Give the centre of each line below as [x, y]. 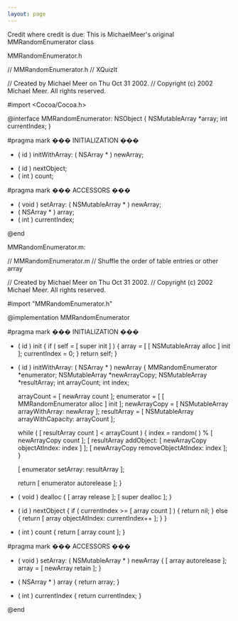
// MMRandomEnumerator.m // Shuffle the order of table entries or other [113, 261]
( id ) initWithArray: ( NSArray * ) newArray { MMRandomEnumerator [118, 367]
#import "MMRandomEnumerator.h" [60, 303]
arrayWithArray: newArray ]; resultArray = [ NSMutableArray [106, 411]
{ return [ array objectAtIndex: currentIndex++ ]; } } [92, 518]
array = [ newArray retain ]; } [59, 568]
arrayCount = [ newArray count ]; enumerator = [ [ [91, 396]
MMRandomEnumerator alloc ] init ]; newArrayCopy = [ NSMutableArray [123, 404]
